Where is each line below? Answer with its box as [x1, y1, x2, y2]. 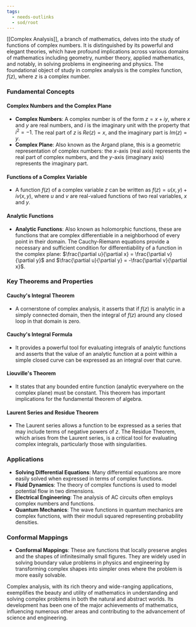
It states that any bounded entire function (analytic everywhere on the [15, 383, 184, 390]
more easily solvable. [15, 571, 67, 578]
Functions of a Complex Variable [6, 173, 87, 180]
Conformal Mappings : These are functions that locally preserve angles [15, 547, 187, 554]
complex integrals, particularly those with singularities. [15, 441, 147, 448]
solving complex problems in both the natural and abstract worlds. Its [6, 595, 174, 602]
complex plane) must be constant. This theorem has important [15, 389, 166, 396]
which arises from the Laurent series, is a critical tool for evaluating [15, 434, 177, 441]
